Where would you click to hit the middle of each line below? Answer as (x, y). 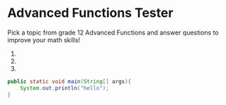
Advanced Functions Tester (90, 13)
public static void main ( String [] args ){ (69, 81)
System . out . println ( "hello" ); (65, 88)
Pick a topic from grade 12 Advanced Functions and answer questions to (113, 32)
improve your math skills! (44, 39)
